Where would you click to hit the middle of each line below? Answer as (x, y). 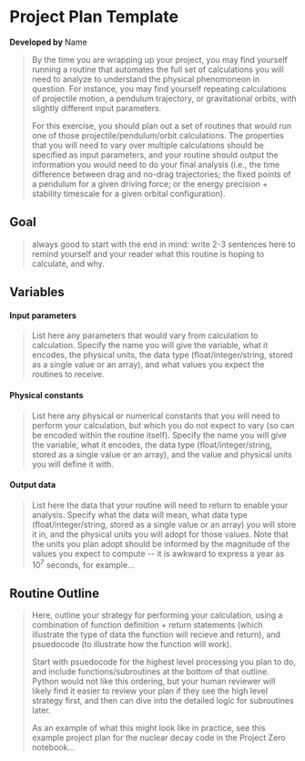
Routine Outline (55, 593)
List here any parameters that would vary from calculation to (145, 335)
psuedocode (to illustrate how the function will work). (132, 644)
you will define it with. (72, 464)
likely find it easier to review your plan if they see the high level (150, 691)
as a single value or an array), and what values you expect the (148, 365)
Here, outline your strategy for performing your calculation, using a (157, 615)
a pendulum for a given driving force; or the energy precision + (150, 183)
